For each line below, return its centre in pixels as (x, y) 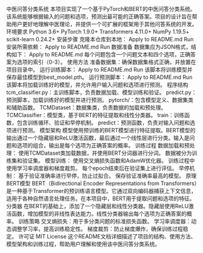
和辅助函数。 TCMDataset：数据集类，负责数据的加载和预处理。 (86, 107)
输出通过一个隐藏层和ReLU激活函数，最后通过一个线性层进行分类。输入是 (98, 138)
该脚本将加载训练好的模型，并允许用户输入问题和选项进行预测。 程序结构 (97, 85)
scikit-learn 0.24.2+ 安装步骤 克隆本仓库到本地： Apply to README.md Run (100, 39)
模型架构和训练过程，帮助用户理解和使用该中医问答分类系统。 (83, 244)
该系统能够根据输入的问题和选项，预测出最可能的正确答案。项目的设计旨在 (99, 16)
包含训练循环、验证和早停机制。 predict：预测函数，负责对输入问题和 (103, 123)
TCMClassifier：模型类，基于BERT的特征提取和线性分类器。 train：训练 (95, 115)
